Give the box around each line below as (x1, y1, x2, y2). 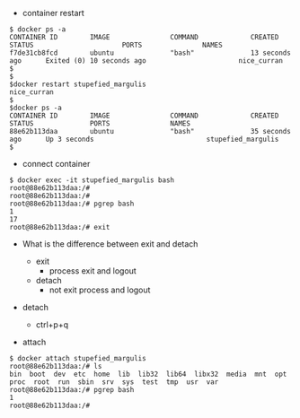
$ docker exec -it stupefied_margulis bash (9, 176, 175, 185)
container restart (22, 8, 85, 18)
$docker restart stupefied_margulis (9, 80, 146, 89)
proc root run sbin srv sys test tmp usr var (9, 378, 219, 387)
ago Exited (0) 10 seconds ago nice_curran (9, 57, 283, 65)
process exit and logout (49, 266, 137, 276)
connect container (22, 159, 91, 169)
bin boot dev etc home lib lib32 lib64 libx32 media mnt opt (9, 370, 287, 379)
